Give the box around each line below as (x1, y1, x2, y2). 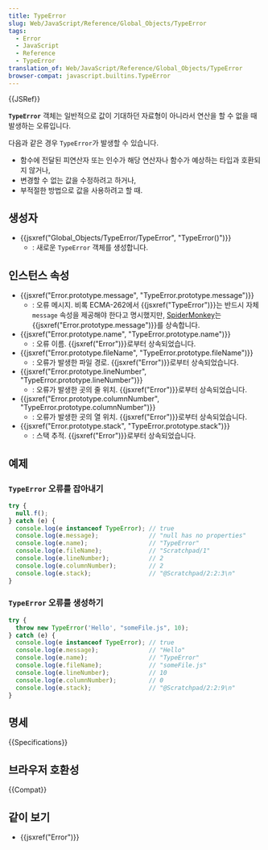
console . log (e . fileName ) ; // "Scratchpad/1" (15, 546, 211, 555)
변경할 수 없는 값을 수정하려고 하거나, (19, 175, 137, 185)
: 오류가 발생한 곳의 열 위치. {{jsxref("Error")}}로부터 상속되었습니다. (31, 412, 248, 422)
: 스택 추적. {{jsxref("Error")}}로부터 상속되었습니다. (31, 431, 196, 441)
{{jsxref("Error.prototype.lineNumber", (19, 366, 147, 376)
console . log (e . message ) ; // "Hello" (15, 647, 185, 655)
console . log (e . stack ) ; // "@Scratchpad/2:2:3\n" (15, 569, 236, 577)
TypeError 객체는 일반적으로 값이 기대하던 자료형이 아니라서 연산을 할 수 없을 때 (8, 111, 258, 120)
